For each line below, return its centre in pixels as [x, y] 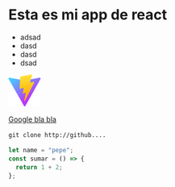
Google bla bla [32, 119]
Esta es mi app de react [88, 15]
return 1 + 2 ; [39, 167]
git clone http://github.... [57, 135]
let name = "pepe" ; [41, 150]
